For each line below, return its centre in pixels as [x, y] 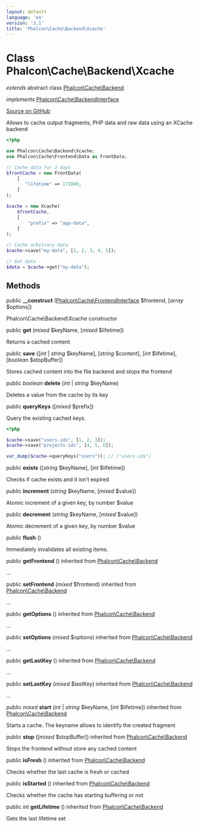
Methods [23, 286]
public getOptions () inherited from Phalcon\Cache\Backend [81, 614]
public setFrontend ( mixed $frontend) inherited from [71, 585]
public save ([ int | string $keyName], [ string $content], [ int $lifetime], [92, 353]
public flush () [24, 538]
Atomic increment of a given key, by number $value [70, 503]
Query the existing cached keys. [46, 418]
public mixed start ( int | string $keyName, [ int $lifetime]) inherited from [94, 707]
